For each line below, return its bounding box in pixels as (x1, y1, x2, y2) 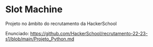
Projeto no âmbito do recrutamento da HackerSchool (5, 20, 117, 27)
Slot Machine (5, 4, 63, 15)
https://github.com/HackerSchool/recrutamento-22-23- (30, 30, 148, 36)
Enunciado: (5, 30, 29, 36)
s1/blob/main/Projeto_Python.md (5, 36, 74, 42)
